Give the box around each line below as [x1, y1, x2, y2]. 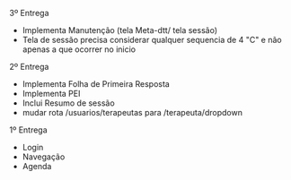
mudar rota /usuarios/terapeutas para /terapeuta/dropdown [22, 107, 242, 117]
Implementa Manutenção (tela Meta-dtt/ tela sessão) [22, 25, 218, 35]
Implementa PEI [22, 89, 81, 99]
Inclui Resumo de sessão [22, 98, 115, 108]
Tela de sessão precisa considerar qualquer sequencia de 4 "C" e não [22, 35, 282, 45]
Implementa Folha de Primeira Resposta [22, 79, 171, 89]
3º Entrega [9, 8, 49, 18]
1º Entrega [9, 124, 48, 135]
